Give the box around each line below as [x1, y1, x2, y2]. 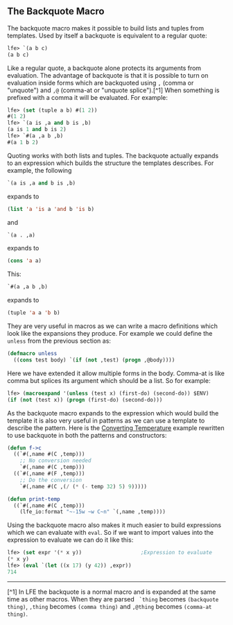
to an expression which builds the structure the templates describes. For [7, 159, 214, 167]
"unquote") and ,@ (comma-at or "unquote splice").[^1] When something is [7, 86, 220, 94]
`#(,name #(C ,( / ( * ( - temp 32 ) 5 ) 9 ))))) [19, 483, 148, 490]
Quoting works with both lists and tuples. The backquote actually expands [7, 151, 219, 160]
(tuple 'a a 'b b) [7, 309, 60, 316]
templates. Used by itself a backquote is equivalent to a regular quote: [7, 31, 207, 40]
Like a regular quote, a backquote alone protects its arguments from [7, 64, 202, 72]
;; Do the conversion [19, 477, 82, 483]
